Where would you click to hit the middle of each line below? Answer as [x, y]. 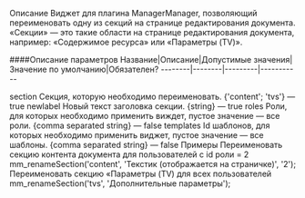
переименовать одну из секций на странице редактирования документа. [152, 23]
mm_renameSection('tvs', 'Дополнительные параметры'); [120, 183]
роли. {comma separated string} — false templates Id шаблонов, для [140, 125]
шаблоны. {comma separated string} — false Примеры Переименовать [146, 145]
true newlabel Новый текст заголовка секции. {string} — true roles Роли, [148, 106]
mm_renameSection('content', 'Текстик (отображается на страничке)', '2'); [153, 164]
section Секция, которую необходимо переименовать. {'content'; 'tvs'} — [152, 96]
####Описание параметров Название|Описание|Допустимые [131, 59]
